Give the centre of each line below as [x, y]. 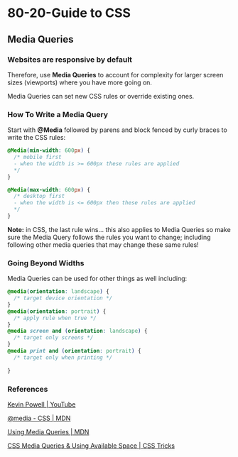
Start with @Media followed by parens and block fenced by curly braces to [117, 130]
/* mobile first [38, 158]
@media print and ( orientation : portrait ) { [74, 351]
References [28, 389]
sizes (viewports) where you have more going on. [80, 82]
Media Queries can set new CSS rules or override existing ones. [101, 96]
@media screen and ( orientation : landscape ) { [77, 331]
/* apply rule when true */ [55, 318]
